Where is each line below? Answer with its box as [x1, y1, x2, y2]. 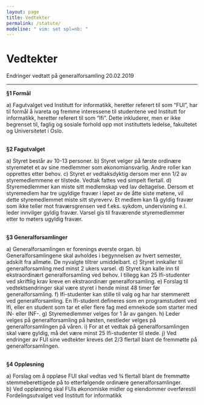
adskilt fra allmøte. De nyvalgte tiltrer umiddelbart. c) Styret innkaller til [6, 258, 183, 266]
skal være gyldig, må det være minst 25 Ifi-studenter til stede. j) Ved [6, 330, 177, 337]
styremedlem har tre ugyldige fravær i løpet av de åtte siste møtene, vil [6, 190, 184, 197]
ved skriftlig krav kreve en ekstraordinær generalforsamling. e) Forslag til [6, 278, 188, 285]
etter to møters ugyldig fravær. [6, 215, 83, 223]
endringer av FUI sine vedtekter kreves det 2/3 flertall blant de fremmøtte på [6, 336, 197, 344]
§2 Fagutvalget [6, 145, 46, 153]
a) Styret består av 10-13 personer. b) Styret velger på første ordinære [6, 157, 182, 165]
